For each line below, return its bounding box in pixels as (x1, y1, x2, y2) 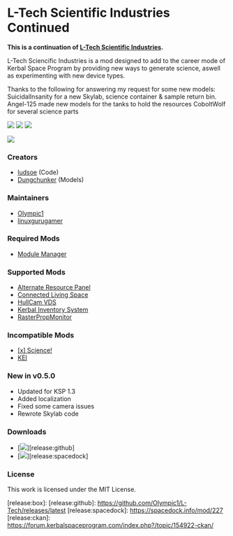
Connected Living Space (17, 290, 89, 299)
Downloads (7, 427, 47, 437)
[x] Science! (17, 346, 52, 355)
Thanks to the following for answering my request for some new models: (7, 85, 216, 93)
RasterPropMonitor (17, 313, 72, 321)
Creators (7, 152, 38, 162)
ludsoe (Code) (17, 168, 59, 176)
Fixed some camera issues (17, 402, 95, 410)
